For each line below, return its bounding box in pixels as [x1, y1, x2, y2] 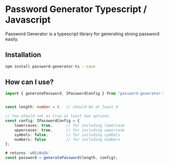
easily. [5, 36, 19, 42]
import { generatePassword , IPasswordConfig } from [5, 91, 116, 96]
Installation [5, 51, 41, 59]
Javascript [5, 14, 51, 26]
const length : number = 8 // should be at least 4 [5, 104, 118, 110]
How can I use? [5, 78, 54, 86]
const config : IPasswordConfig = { [5, 118, 80, 123]
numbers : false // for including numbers [14, 137, 121, 142]
